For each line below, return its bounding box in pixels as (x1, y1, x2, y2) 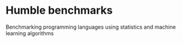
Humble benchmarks (5, 4, 113, 17)
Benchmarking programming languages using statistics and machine (5, 23, 176, 30)
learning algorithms (5, 29, 54, 36)
